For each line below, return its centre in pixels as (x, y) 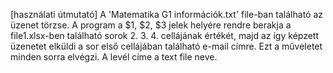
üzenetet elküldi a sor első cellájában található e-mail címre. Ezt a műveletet (166, 46)
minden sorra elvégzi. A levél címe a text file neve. (114, 57)
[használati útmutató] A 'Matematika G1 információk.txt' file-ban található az (167, 14)
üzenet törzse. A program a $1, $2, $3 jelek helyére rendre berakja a (151, 25)
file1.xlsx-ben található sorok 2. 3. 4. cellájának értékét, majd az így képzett (165, 35)
